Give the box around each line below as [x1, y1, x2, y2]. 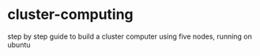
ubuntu [7, 39, 31, 49]
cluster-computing [7, 6, 134, 24]
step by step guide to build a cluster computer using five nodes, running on [7, 32, 252, 41]
